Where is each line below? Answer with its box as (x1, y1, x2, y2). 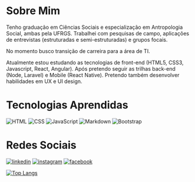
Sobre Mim (6, 4, 61, 18)
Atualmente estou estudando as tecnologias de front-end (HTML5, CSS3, (6, 59, 184, 66)
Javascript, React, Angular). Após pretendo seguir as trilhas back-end (6, 65, 176, 72)
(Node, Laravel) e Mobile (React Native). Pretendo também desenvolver (6, 71, 180, 78)
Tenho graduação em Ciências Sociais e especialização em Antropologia (6, 24, 183, 31)
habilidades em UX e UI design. (6, 78, 82, 85)
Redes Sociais (6, 138, 77, 152)
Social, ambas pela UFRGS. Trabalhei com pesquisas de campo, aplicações (6, 29, 190, 37)
